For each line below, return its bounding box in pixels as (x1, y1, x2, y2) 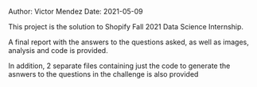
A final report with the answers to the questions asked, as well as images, (8, 37, 249, 47)
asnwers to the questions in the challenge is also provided (8, 70, 199, 78)
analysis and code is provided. (8, 46, 109, 55)
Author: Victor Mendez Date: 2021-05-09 (8, 7, 143, 16)
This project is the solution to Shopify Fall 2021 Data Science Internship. (8, 22, 244, 31)
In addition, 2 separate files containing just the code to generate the (8, 61, 231, 70)
